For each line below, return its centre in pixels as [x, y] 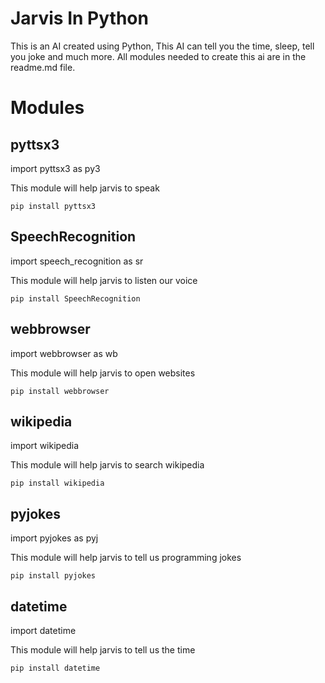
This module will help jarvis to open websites [103, 373]
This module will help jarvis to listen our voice [104, 280]
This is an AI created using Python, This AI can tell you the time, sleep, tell [162, 46]
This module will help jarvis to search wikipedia [107, 465]
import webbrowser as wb [64, 353]
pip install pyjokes [53, 576]
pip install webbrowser [60, 391]
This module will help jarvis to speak [85, 188]
